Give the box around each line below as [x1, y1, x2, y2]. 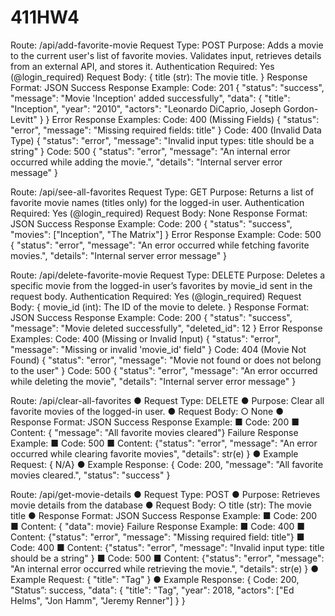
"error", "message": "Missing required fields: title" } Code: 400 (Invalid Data [10, 124, 322, 136]
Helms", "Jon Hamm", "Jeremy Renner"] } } [10, 594, 186, 606]
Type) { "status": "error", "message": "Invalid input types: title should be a [10, 134, 315, 146]
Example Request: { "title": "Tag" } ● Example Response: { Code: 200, [10, 573, 300, 585]
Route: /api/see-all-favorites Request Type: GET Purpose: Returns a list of [10, 186, 315, 198]
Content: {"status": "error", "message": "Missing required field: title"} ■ [10, 531, 305, 543]
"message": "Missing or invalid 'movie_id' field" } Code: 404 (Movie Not [10, 343, 307, 355]
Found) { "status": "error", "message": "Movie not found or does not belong [10, 354, 322, 366]
